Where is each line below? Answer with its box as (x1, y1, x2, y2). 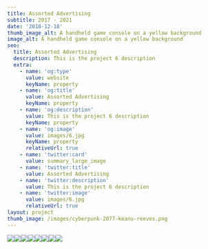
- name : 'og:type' (19, 68, 72, 74)
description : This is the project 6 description (13, 55, 156, 62)
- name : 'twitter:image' (19, 190, 91, 197)
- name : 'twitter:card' (19, 151, 88, 159)
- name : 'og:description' (19, 106, 94, 113)
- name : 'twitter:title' (19, 163, 91, 171)
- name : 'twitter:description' (19, 177, 110, 183)
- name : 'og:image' (19, 126, 76, 132)
